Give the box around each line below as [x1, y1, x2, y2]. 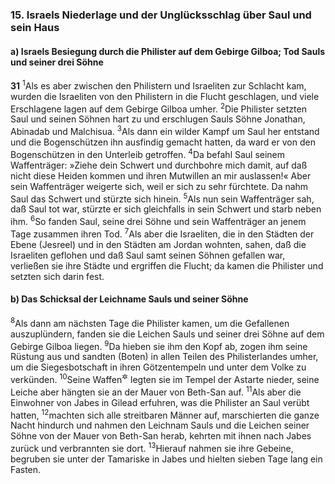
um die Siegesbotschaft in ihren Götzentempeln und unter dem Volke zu [10, 361, 307, 373]
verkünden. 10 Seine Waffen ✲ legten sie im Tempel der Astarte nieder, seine [10, 372, 320, 385]
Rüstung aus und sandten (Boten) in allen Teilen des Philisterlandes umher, [10, 351, 319, 363]
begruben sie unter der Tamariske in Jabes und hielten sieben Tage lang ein [10, 453, 323, 465]
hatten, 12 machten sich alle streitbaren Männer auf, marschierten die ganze [10, 407, 320, 421]
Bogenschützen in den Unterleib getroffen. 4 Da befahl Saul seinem [10, 147, 286, 160]
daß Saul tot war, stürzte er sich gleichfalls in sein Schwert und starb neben [10, 203, 322, 215]
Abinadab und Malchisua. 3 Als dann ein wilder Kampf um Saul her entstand [10, 124, 320, 138]
